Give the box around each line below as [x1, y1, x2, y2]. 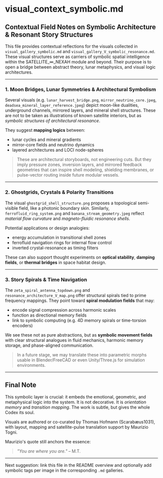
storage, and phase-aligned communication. [5, 342, 94, 348]
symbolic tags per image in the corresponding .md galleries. [5, 467, 124, 473]
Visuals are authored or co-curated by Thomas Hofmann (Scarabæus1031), [5, 418, 155, 425]
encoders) [12, 322, 33, 328]
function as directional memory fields [12, 312, 87, 318]
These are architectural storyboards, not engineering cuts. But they [16, 157, 152, 162]
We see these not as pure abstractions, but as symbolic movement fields [5, 332, 153, 338]
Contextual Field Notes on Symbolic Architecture [5, 23, 156, 31]
